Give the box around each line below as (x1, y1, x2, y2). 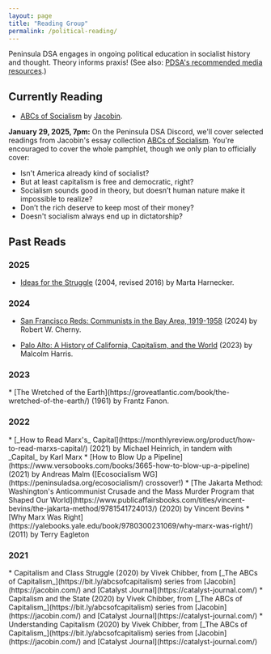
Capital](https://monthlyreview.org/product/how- (92, 435, 256, 444)
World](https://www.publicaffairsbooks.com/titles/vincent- (49, 495, 245, 504)
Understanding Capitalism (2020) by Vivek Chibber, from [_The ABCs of (8, 620, 248, 630)
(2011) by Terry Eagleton (8, 529, 90, 539)
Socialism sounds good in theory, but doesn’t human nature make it (19, 185, 245, 195)
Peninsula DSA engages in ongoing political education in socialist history (8, 49, 251, 59)
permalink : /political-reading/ (8, 27, 117, 35)
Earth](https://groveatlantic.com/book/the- (87, 388, 231, 397)
